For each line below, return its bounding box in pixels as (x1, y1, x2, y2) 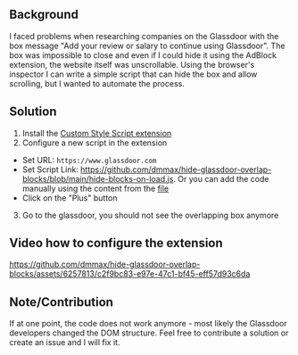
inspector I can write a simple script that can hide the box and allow (9, 69, 258, 79)
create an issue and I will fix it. (9, 337, 120, 348)
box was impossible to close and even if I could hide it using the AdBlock (9, 49, 277, 61)
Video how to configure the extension (9, 235, 223, 251)
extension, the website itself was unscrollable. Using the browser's (9, 59, 255, 70)
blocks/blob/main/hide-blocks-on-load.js (21, 173, 174, 184)
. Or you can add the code (173, 173, 269, 184)
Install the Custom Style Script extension (21, 128, 172, 138)
